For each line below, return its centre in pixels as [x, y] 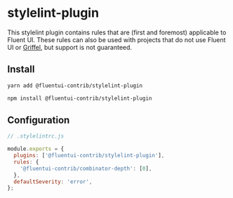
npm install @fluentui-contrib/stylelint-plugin [80, 98]
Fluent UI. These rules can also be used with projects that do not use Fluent [116, 39]
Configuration [39, 120]
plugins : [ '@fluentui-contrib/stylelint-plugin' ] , [89, 156]
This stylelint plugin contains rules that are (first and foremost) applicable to [117, 32]
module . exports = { [36, 149]
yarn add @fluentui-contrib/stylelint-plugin [75, 86]
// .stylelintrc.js [36, 136]
